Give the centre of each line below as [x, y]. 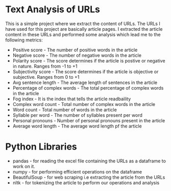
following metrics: [24, 40]
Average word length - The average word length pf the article [77, 126]
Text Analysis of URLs [53, 9]
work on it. [24, 166]
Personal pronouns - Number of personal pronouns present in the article [89, 120]
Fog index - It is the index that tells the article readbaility [72, 99]
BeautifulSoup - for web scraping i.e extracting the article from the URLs [89, 177]
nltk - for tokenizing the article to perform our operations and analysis [86, 182]
